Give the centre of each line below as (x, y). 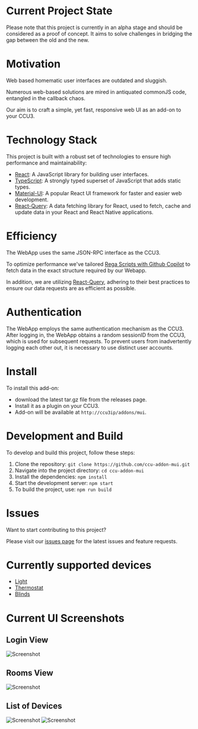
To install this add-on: (33, 388)
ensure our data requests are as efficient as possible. (71, 288)
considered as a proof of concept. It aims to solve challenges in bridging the (99, 33)
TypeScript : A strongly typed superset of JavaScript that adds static (98, 180)
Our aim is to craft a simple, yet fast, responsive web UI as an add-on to (94, 110)
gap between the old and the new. (48, 40)
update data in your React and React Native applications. (84, 212)
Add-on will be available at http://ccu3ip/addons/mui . (81, 412)
